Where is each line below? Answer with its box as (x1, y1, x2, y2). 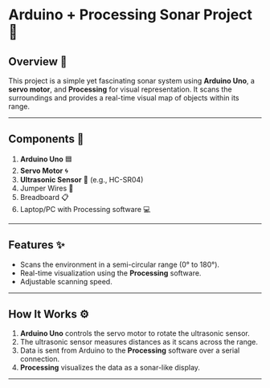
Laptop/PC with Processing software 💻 (19, 204, 151, 214)
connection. (19, 354, 60, 364)
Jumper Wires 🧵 (19, 183, 74, 193)
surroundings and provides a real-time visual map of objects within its (8, 93, 239, 102)
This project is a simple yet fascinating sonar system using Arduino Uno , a (8, 76, 256, 85)
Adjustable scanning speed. (19, 276, 112, 286)
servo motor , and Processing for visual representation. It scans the (8, 84, 232, 94)
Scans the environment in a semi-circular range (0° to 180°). (19, 259, 219, 269)
